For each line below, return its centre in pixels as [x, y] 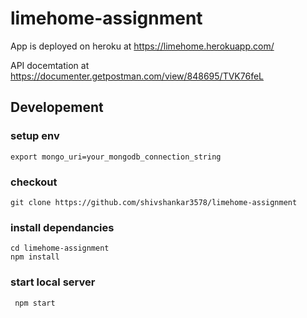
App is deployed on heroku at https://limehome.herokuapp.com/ [142, 46]
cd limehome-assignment [60, 248]
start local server [53, 282]
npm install [35, 257]
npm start [35, 303]
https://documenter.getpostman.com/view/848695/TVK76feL [137, 76]
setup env [35, 136]
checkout [34, 182]
